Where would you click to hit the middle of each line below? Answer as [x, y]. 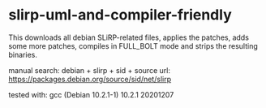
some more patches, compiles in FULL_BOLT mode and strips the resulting [133, 45]
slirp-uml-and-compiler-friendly [120, 15]
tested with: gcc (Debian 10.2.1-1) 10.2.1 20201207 [91, 94]
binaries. [23, 54]
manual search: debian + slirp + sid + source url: [89, 70]
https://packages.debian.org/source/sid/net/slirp [90, 79]
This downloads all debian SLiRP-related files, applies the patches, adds [129, 37]
